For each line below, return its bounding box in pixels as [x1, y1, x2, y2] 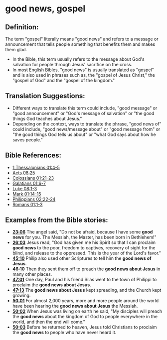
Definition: [5, 23, 39, 31]
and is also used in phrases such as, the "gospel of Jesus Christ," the [12, 72, 156, 78]
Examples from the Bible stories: [5, 216, 108, 225]
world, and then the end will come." [12, 319, 86, 325]
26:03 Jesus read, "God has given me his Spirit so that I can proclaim [12, 239, 156, 245]
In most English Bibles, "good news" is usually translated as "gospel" [12, 67, 155, 73]
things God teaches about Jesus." [12, 115, 82, 121]
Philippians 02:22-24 [12, 196, 56, 202]
